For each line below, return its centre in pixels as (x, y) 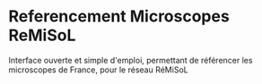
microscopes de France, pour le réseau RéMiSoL (99, 70)
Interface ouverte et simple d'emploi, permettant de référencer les (131, 60)
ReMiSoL (42, 35)
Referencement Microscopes (119, 17)
